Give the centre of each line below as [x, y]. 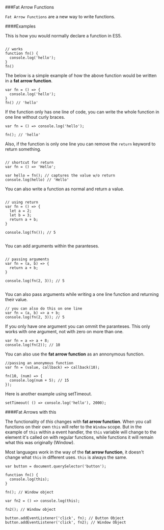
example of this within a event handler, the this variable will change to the [81, 432]
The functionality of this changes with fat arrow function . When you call [78, 422]
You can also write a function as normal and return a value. [65, 189]
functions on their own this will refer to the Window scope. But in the [73, 427]
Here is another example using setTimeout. [49, 394]
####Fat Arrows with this [31, 412]
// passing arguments [27, 259]
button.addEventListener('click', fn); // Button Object [65, 518]
